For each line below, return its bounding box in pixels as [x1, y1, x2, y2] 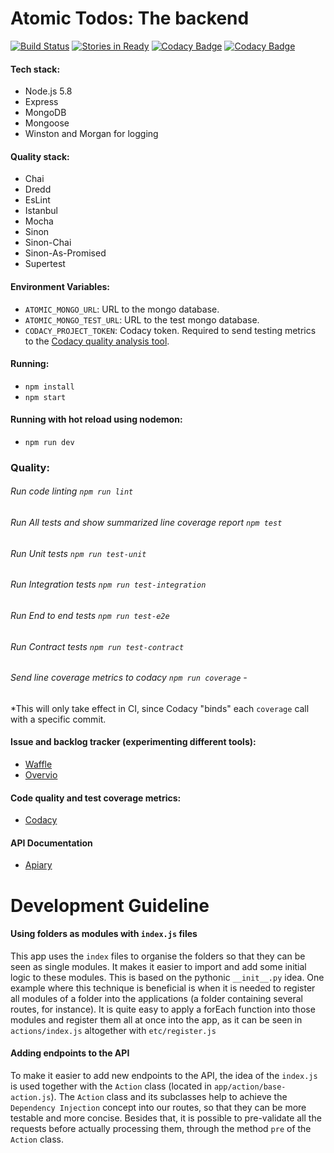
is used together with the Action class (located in [10, 1080, 213, 1092]
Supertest [24, 258, 66, 270]
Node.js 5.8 [24, 85, 73, 97]
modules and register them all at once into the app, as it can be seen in [10, 1013, 303, 1026]
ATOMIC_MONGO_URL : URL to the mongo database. [24, 303, 220, 315]
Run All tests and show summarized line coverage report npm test [10, 517, 283, 529]
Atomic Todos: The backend [10, 7, 250, 30]
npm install [24, 382, 75, 392]
